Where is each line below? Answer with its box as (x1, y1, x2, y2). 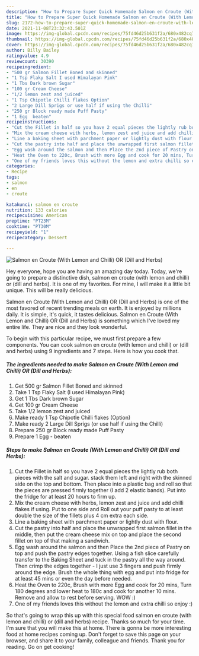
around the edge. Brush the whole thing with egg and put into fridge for (14, 568, 190, 576)
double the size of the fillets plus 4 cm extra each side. (14, 512, 149, 519)
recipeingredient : (6, 64, 52, 70)
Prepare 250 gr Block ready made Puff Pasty (14, 426, 124, 433)
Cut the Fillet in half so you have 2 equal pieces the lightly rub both (14, 467, 178, 475)
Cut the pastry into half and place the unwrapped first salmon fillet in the (14, 524, 192, 531)
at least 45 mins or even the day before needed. (14, 575, 132, 582)
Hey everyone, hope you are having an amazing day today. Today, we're (6, 268, 182, 275)
